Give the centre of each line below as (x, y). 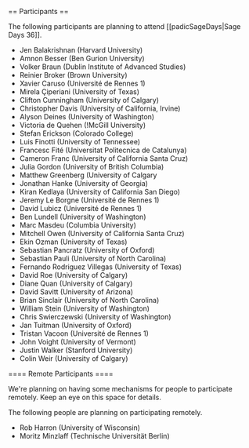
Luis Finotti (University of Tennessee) (80, 142)
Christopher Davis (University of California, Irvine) (100, 108)
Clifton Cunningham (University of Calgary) (89, 100)
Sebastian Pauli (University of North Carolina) (93, 259)
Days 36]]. (25, 35)
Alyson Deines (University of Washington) (87, 117)
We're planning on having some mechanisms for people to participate (120, 389)
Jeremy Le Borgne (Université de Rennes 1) (89, 200)
